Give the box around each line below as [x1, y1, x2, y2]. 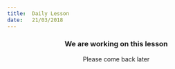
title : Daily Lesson [7, 10, 70, 17]
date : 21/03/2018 [7, 17, 64, 23]
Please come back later [82, 55, 150, 63]
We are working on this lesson [64, 39, 168, 49]
